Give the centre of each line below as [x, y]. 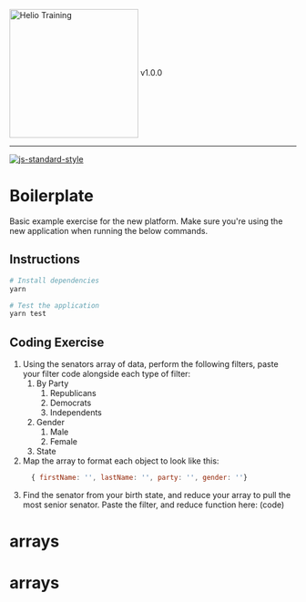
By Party [52, 383]
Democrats [71, 403]
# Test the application [55, 305]
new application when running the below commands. [108, 230]
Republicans [73, 393]
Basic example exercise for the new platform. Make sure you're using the [146, 221]
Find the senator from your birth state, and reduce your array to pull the [157, 495]
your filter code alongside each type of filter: [107, 374]
